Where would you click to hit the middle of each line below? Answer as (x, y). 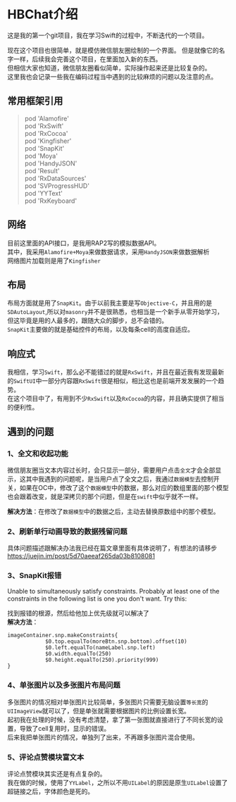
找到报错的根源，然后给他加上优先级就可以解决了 (78, 613)
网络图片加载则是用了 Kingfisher (54, 261)
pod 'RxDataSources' (55, 178)
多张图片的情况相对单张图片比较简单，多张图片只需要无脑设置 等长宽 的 (108, 702)
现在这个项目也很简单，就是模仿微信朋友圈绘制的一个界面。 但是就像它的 (113, 50)
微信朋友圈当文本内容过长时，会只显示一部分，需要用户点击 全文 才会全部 (111, 470)
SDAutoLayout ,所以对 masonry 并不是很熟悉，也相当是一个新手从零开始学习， (116, 312)
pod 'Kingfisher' (48, 141)
